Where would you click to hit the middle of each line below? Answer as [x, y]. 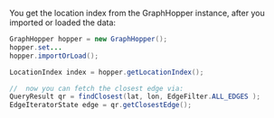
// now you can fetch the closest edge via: [96, 88]
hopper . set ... [36, 47]
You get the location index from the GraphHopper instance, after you [137, 13]
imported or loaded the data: [62, 23]
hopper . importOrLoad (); [54, 56]
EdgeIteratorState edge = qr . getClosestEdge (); [101, 105]
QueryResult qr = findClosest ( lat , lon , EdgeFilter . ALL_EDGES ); [135, 97]
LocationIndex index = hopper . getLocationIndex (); [107, 72]
